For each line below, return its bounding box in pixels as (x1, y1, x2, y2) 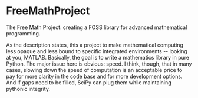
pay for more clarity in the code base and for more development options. (6, 73, 183, 80)
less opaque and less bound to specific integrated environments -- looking (6, 47, 187, 54)
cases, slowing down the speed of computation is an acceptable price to (6, 66, 183, 73)
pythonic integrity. (6, 85, 51, 92)
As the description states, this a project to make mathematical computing (6, 41, 184, 48)
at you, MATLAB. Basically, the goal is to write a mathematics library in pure (6, 54, 190, 61)
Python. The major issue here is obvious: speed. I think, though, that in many (6, 60, 192, 67)
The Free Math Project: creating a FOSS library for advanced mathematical (6, 24, 187, 31)
